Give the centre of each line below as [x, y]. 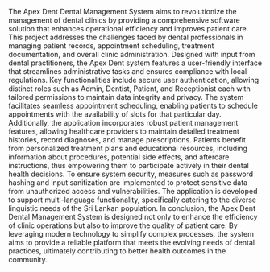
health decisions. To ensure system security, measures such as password [131, 174]
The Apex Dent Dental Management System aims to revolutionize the [123, 12]
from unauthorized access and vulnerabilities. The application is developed [133, 191]
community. [28, 260]
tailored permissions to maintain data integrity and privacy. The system [126, 97]
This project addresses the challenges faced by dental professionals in [126, 37]
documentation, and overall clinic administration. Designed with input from [132, 54]
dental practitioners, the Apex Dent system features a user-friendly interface [135, 63]
